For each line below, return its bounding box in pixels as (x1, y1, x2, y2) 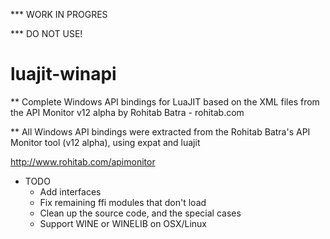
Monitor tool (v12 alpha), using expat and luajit (10, 136, 201, 148)
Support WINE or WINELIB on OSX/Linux (39, 217, 207, 229)
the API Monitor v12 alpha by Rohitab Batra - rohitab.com (10, 106, 245, 118)
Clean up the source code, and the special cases (39, 207, 242, 219)
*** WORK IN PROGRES (10, 9, 108, 20)
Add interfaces (39, 185, 102, 198)
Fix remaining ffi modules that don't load (39, 196, 207, 208)
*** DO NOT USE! (10, 28, 83, 39)
